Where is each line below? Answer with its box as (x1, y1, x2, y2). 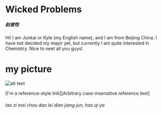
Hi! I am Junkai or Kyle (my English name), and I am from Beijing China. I (5, 35, 157, 41)
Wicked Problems (5, 4, 82, 15)
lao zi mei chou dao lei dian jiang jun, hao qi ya (5, 102, 105, 108)
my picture (5, 63, 52, 75)
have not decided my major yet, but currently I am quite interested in (5, 40, 150, 47)
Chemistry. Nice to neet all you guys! (5, 46, 83, 52)
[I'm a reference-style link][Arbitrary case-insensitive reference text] (5, 91, 150, 97)
